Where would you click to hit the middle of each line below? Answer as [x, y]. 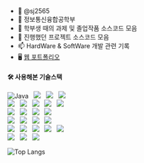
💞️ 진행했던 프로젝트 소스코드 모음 [63, 37]
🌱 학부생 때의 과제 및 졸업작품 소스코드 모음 [77, 28]
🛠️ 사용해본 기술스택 [35, 77]
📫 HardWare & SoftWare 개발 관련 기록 [73, 46]
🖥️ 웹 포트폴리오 [39, 57]
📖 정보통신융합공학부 [46, 19]
